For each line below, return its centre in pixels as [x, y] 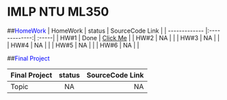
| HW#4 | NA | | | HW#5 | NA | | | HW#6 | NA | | [73, 45]
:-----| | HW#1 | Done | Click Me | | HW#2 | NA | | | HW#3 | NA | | [129, 37]
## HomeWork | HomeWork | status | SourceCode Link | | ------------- [106, 31]
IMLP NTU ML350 [58, 12]
